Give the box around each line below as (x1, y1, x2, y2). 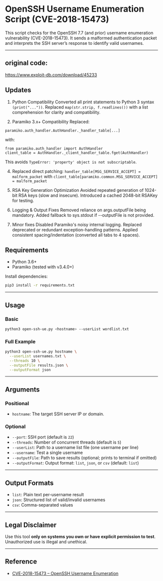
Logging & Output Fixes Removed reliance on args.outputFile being (12, 207, 146, 213)
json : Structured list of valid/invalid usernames (12, 497, 106, 503)
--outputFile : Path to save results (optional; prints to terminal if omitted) (12, 455, 157, 461)
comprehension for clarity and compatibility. (12, 109, 101, 115)
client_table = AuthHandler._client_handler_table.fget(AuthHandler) (5, 150, 149, 155)
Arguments (5, 385, 40, 394)
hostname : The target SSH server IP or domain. (12, 411, 104, 417)
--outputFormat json (9, 367, 51, 372)
